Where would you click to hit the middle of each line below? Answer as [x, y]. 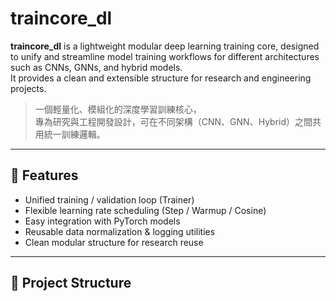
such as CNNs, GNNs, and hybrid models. [96, 67]
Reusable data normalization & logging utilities [120, 231]
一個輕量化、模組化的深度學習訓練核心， [118, 109]
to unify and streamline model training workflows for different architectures [165, 56]
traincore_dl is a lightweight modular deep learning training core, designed [165, 46]
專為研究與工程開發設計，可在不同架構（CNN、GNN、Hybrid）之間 [173, 121]
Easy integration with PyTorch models [102, 221]
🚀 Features [44, 175]
